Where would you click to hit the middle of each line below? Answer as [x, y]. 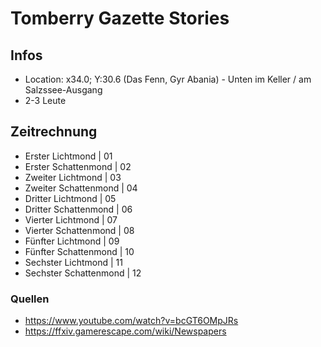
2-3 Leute [45, 100]
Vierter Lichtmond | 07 [71, 219]
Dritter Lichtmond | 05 [70, 198]
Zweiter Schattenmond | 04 [81, 188]
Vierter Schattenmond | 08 [79, 230]
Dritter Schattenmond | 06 [78, 209]
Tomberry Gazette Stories [120, 18]
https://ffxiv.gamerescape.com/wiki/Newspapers [125, 331]
